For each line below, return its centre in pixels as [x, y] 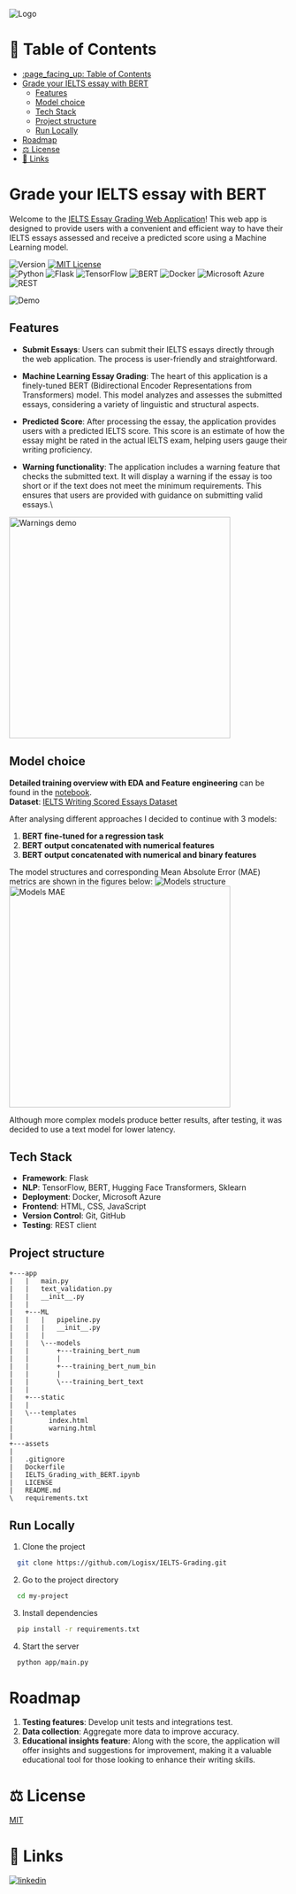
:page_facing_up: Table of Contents [87, 73]
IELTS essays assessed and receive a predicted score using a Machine [138, 237]
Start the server [50, 1646]
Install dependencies [60, 1612]
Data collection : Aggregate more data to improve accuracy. [130, 1732]
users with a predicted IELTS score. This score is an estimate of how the [153, 430]
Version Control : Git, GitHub [74, 1216]
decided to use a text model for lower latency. [92, 1129]
